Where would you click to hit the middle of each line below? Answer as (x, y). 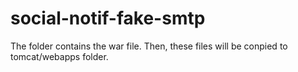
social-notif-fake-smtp (108, 18)
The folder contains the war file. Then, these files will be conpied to (149, 46)
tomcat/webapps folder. (59, 56)
